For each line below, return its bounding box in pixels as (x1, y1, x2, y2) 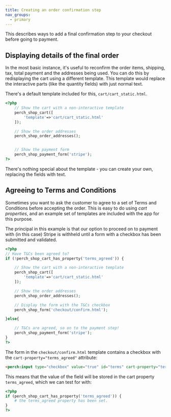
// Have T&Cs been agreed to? (5, 251, 70, 256)
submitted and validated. (5, 237, 58, 243)
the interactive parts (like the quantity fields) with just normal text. (5, 81, 144, 87)
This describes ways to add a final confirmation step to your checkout (5, 31, 152, 37)
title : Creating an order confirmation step (5, 7, 101, 13)
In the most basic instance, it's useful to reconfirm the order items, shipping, (5, 65, 165, 71)
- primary (10, 17, 31, 22)
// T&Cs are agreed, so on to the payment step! (14, 326, 120, 331)
